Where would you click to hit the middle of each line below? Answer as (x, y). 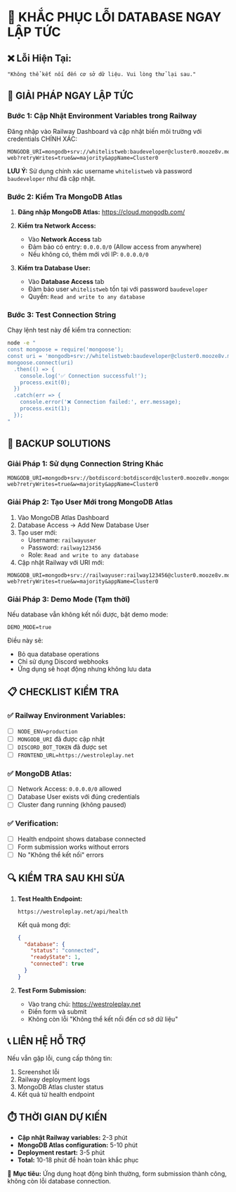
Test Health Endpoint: (50, 899)
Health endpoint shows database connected (81, 839)
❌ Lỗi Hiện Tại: (39, 58)
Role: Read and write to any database (83, 554)
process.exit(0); (45, 383)
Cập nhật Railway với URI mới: (61, 562)
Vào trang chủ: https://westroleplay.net (84, 1004)
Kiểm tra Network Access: (57, 225)
